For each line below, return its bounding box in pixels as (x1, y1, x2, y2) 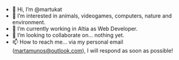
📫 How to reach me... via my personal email (12, 38, 124, 45)
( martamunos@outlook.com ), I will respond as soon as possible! (12, 47, 174, 54)
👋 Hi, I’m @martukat (12, 6, 63, 13)
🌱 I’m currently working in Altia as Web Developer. (12, 25, 138, 32)
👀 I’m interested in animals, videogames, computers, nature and (12, 12, 172, 19)
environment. (12, 19, 46, 25)
